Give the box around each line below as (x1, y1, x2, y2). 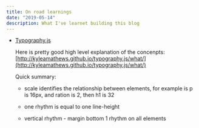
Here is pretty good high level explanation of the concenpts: (15, 49, 165, 56)
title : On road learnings (6, 8, 72, 15)
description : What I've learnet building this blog (6, 20, 140, 26)
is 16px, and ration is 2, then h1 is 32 (24, 92, 115, 99)
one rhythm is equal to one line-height (24, 103, 120, 110)
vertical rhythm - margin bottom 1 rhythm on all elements (24, 115, 166, 122)
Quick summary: (15, 73, 56, 81)
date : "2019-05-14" (6, 15, 56, 21)
